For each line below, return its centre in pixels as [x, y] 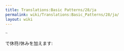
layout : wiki [19, 19]
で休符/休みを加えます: [29, 43]
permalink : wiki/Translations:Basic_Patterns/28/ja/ [62, 15]
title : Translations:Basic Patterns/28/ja [51, 10]
